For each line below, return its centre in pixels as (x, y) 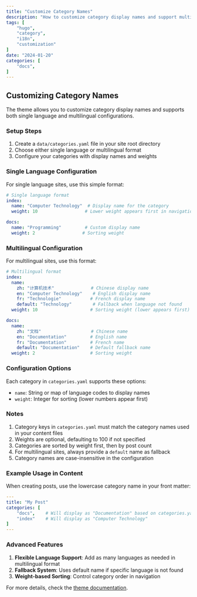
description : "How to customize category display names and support (91, 17)
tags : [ (16, 22)
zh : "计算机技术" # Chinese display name (83, 288)
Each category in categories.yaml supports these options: (76, 381)
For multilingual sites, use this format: (51, 261)
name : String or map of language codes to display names (82, 393)
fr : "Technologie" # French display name (81, 299)
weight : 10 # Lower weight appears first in (89, 212)
